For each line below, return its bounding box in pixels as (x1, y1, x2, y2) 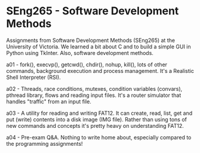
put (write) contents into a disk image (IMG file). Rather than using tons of (6, 115, 187, 123)
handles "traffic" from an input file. (6, 97, 91, 105)
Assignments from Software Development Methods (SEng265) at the (6, 36, 175, 44)
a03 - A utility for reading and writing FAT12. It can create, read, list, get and (6, 109, 193, 117)
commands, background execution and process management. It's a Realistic (6, 67, 194, 74)
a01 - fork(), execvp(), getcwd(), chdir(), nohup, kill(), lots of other (6, 61, 168, 68)
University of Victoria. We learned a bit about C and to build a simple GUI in (6, 43, 191, 50)
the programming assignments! (6, 140, 83, 147)
